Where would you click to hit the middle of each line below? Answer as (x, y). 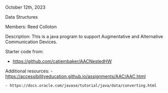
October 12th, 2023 (25, 7)
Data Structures (21, 17)
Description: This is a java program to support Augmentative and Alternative (84, 36)
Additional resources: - (29, 71)
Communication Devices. (31, 42)
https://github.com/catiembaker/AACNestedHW (62, 61)
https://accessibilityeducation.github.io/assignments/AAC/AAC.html (76, 76)
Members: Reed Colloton (31, 27)
